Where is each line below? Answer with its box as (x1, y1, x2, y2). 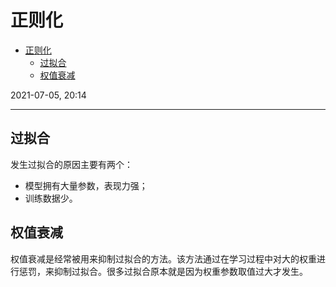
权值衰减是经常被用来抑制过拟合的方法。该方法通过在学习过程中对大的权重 (10, 252, 317, 265)
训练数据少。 (24, 192, 78, 204)
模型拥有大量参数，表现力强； (24, 179, 148, 191)
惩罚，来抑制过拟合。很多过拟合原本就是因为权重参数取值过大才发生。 (18, 265, 308, 277)
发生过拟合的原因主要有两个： (10, 158, 133, 170)
